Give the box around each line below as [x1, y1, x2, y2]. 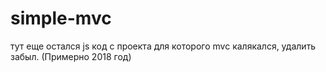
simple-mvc [10, 7, 112, 30]
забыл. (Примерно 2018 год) [10, 50, 132, 62]
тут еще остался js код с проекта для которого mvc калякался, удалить [10, 40, 317, 52]
